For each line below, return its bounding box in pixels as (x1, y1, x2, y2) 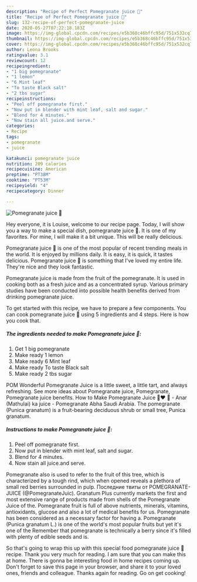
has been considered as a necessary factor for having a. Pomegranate (6, 514, 176, 522)
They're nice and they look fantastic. (6, 263, 95, 270)
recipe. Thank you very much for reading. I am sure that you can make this (6, 550, 186, 557)
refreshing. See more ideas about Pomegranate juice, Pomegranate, (6, 387, 171, 394)
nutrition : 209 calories (6, 161, 67, 167)
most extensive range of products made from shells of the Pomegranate (6, 496, 181, 503)
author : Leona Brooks (6, 47, 59, 53)
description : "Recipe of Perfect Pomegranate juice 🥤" (6, 8, 143, 15)
